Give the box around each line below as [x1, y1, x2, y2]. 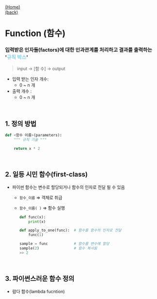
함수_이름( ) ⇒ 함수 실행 [19, 205, 65, 211]
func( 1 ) [28, 233, 44, 238]
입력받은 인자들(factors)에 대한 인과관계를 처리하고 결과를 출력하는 [5, 46, 152, 53]
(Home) [5, 4, 20, 10]
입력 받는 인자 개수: [12, 76, 49, 82]
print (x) [28, 219, 46, 224]
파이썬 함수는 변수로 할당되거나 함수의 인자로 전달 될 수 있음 [12, 184, 125, 190]
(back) [5, 9, 18, 15]
